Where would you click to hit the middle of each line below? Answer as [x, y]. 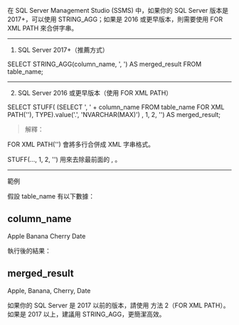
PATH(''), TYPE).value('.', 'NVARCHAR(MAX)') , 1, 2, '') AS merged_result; [114, 115]
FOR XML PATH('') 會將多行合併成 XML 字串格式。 [81, 144]
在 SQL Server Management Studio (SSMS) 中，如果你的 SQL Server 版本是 [118, 10]
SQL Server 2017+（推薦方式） [63, 50]
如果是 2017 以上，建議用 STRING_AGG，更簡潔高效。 [86, 314]
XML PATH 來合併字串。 [43, 28]
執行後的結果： [29, 250]
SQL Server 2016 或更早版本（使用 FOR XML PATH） [95, 93]
